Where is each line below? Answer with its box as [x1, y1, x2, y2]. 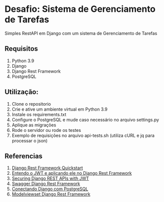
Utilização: [4, 88, 39, 96]
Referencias [4, 152, 43, 160]
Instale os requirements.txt [11, 111, 67, 117]
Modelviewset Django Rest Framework [11, 191, 91, 197]
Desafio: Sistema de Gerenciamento [4, 3, 156, 15]
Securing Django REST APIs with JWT [11, 175, 89, 181]
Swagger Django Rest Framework [11, 181, 80, 187]
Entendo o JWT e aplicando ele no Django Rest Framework [11, 170, 132, 176]
